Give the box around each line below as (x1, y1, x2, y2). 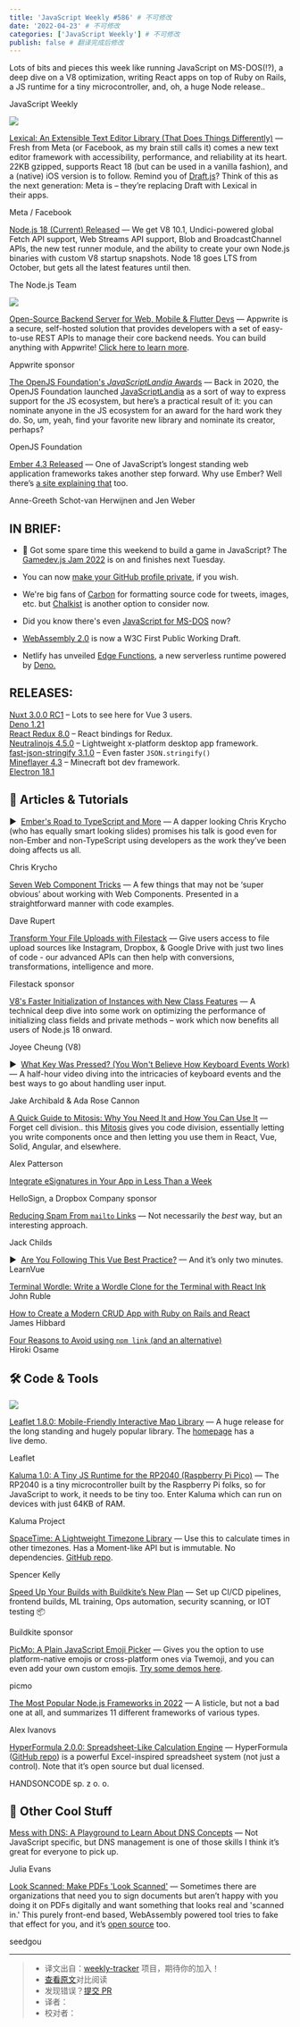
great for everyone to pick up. (9, 1847, 119, 1857)
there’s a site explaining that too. (9, 478, 129, 489)
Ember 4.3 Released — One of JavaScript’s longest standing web (9, 459, 249, 470)
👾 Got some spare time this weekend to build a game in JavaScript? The (21, 545, 287, 556)
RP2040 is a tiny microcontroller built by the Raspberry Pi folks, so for (9, 1479, 266, 1490)
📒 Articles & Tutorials (9, 792, 129, 808)
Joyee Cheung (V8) (9, 1042, 82, 1052)
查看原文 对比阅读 (44, 1974, 108, 1985)
